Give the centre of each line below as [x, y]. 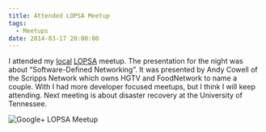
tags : [17, 23]
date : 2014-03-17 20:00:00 [54, 38]
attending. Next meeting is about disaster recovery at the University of [125, 95]
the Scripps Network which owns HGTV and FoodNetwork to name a [123, 78]
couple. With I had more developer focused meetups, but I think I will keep [132, 87]
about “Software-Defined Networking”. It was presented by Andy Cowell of [133, 70]
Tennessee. [27, 104]
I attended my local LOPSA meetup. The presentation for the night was [126, 61]
